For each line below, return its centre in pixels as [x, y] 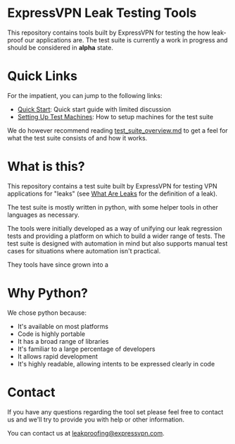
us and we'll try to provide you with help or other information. [96, 419]
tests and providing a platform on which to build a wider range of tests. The [116, 236]
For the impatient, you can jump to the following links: [85, 95]
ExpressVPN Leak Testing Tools [102, 13]
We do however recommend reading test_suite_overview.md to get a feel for [118, 130]
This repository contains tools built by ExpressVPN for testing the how [109, 32]
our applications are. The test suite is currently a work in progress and [126, 40]
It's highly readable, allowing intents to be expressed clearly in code [116, 364]
